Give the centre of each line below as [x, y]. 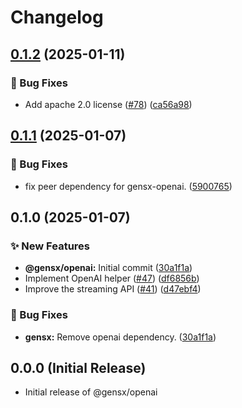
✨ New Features [50, 246]
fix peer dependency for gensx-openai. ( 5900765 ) [128, 186]
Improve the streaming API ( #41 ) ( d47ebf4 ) [113, 289]
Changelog [57, 17]
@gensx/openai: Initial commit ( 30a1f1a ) [108, 268]
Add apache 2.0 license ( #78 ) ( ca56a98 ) [108, 104]
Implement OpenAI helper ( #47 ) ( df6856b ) [112, 278]
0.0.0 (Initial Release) [78, 367]
